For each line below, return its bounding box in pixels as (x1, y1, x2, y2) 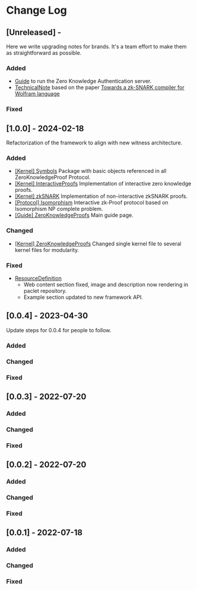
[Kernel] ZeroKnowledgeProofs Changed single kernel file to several (14, 240, 182, 247)
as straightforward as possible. (6, 49, 82, 56)
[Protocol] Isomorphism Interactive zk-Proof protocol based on (14, 199, 169, 206)
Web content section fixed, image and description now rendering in (23, 280, 189, 288)
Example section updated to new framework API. (23, 294, 144, 301)
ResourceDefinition (14, 275, 62, 282)
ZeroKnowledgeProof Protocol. (14, 173, 91, 181)
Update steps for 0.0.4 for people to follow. (6, 326, 112, 333)
